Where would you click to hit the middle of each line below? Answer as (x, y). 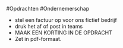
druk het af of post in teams (49, 26)
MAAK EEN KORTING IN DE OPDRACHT (64, 33)
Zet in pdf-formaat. (38, 39)
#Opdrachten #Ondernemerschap (48, 9)
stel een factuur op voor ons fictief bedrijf (66, 20)
